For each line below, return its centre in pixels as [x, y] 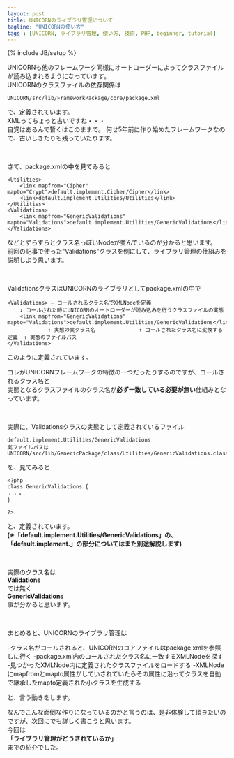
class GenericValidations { [48, 487]
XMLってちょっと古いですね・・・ [56, 121]
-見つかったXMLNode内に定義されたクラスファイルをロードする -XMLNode [116, 665]
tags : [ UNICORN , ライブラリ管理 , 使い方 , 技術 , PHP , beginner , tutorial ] [112, 33]
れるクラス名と [29, 381]
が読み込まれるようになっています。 [58, 76]
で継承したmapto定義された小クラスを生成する [74, 683]
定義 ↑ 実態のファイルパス [42, 337]
